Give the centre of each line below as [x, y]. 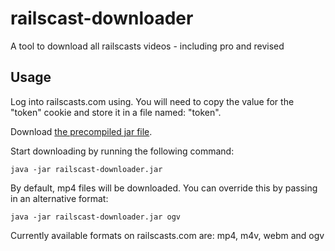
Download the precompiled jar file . [81, 131]
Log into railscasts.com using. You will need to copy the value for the [152, 101]
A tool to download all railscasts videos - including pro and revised [147, 46]
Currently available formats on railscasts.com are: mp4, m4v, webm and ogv [167, 235]
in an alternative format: [59, 198]
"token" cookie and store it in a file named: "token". [116, 112]
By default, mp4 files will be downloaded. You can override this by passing [164, 188]
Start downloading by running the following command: [122, 151]
